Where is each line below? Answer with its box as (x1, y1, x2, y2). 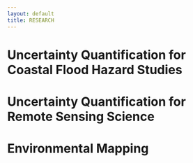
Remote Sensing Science (7, 108, 155, 125)
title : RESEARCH (7, 17, 54, 24)
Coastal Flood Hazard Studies (7, 62, 183, 78)
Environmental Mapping (7, 141, 149, 157)
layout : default (7, 10, 54, 17)
